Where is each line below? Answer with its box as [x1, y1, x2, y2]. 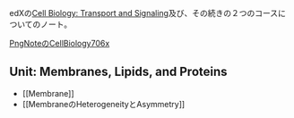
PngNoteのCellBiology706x [9, 38, 110, 48]
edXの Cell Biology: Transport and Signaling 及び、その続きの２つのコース [9, 8, 279, 18]
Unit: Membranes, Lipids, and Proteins [9, 64, 228, 80]
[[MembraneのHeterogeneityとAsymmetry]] [22, 98, 186, 109]
